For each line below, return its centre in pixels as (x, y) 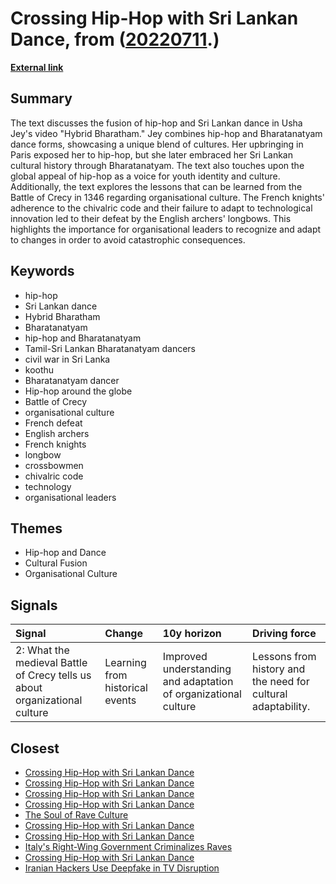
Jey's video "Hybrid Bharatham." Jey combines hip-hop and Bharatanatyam (166, 133)
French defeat (53, 423)
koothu (39, 369)
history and (279, 669)
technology (48, 486)
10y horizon (192, 634)
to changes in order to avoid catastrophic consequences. (128, 239)
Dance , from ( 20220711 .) (115, 39)
